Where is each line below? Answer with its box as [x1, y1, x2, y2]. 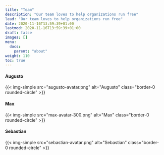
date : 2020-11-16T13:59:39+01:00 [5, 21, 74, 26]
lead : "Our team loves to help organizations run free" [5, 16, 123, 21]
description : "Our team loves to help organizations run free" [5, 12, 139, 17]
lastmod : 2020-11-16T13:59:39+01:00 [5, 26, 81, 31]
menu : [5, 40, 16, 45]
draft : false [5, 30, 32, 35]
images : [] [5, 35, 28, 40]
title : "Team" [5, 7, 35, 12]
